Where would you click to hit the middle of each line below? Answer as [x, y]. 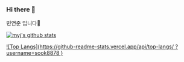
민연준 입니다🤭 [24, 23]
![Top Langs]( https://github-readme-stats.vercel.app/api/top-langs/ [90, 46]
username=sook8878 [33, 53]
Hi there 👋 [21, 10]
